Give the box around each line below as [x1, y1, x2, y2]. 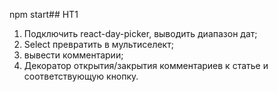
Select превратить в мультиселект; [23, 39, 174, 50]
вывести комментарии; [23, 49, 124, 61]
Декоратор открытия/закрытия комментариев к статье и [23, 60, 269, 71]
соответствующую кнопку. [23, 70, 139, 82]
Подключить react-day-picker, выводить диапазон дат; [23, 28, 258, 39]
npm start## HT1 [9, 9, 79, 20]
